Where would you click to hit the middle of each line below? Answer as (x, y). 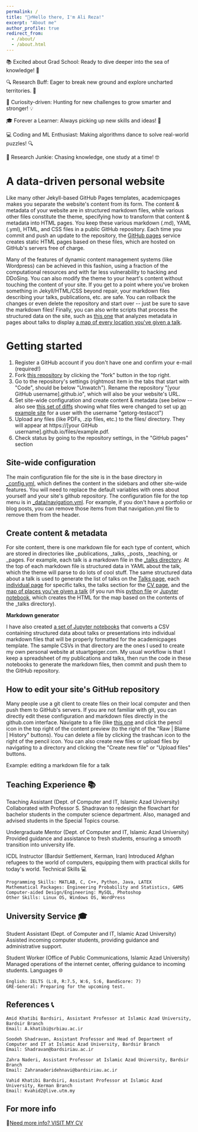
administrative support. (34, 946)
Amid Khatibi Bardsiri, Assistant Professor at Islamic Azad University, (99, 1018)
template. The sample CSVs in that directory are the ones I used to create (95, 646)
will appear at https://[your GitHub (56, 425)
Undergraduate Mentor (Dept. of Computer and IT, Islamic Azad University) (98, 832)
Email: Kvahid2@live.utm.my (41, 1091)
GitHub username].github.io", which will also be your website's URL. (97, 394)
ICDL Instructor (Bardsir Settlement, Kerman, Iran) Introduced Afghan (90, 856)
